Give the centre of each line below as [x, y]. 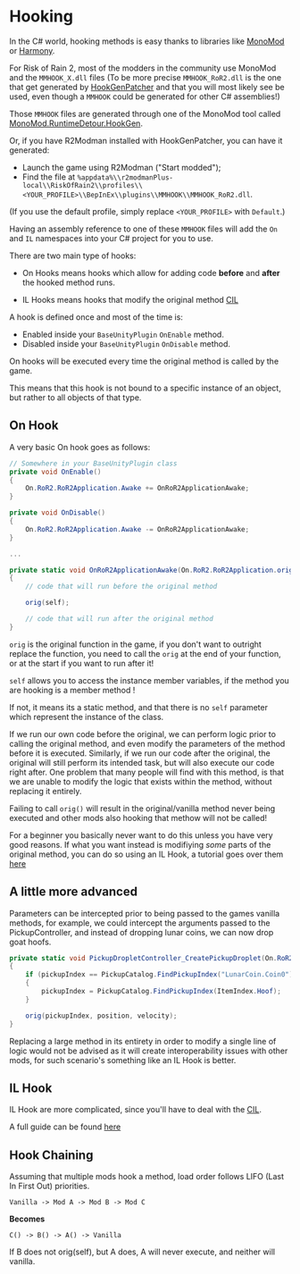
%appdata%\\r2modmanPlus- [125, 177]
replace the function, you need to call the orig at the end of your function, [145, 653]
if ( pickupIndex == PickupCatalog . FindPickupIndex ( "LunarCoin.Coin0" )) [161, 975]
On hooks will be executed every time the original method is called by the [144, 361]
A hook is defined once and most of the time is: [96, 317]
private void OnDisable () [57, 513]
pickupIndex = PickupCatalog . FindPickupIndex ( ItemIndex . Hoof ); [161, 992]
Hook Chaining [51, 1155]
